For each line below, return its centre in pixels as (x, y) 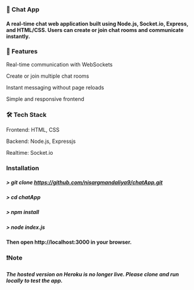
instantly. (18, 36)
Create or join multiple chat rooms (48, 76)
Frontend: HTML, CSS (33, 130)
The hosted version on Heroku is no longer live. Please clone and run (93, 274)
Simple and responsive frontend (45, 99)
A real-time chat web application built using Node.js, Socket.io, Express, (97, 24)
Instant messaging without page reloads (55, 87)
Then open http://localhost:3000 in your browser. (69, 242)
